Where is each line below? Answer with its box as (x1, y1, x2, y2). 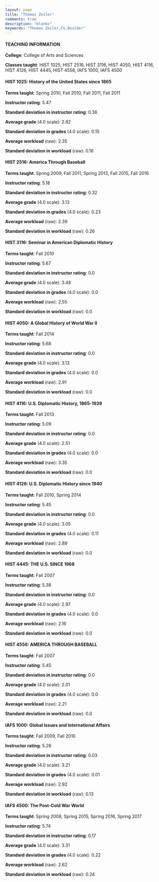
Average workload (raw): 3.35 (5, 459, 68, 466)
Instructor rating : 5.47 (5, 99, 51, 105)
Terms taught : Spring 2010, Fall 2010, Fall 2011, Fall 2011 (5, 90, 121, 96)
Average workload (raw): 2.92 (5, 781, 68, 787)
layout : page (5, 7, 32, 12)
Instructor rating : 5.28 (5, 743, 52, 749)
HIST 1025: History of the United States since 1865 (5, 78, 112, 85)
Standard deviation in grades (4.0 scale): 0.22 (5, 852, 101, 858)
